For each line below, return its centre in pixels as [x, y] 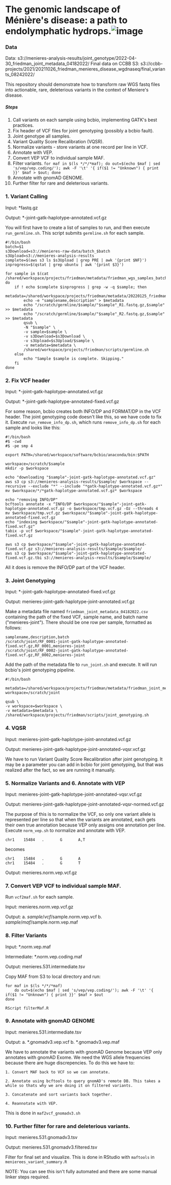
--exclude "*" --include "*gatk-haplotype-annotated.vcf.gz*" [95, 486]
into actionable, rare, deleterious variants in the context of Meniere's [77, 90]
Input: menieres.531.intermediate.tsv [44, 1032]
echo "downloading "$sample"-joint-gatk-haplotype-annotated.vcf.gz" [81, 477]
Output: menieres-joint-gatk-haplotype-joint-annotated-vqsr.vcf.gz [76, 749]
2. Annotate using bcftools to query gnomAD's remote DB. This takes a [83, 1081]
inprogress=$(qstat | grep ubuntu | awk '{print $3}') [65, 264]
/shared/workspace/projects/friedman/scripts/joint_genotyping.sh [77, 715]
